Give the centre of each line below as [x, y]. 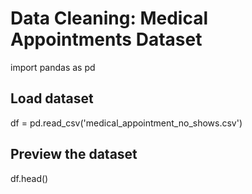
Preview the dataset [74, 154]
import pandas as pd [53, 67]
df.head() [29, 178]
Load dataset [52, 98]
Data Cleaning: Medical [109, 18]
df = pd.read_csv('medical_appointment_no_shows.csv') [126, 123]
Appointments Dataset [106, 39]
